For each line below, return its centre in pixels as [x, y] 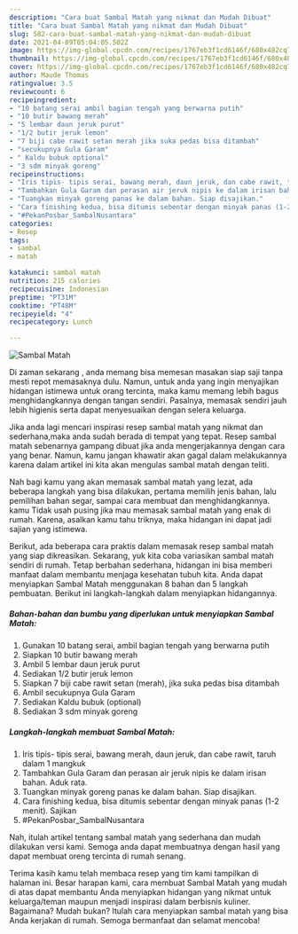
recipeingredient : [43, 100]
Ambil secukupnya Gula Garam [78, 693]
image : [21, 51]
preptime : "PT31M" [43, 297]
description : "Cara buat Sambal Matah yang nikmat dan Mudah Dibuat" [141, 17]
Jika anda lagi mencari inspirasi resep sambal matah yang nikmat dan [136, 428]
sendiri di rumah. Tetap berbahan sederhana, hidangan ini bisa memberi [141, 565]
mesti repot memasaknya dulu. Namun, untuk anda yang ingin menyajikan [144, 381]
